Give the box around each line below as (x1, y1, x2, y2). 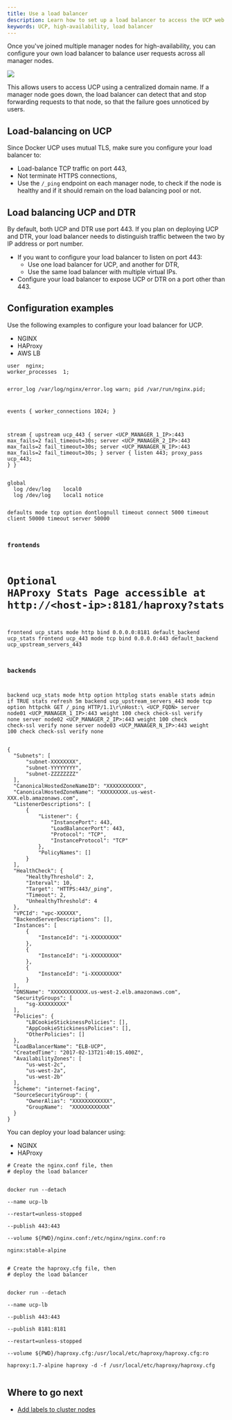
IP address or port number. (7, 240, 84, 248)
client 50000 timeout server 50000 (7, 515, 110, 523)
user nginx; (7, 362, 45, 369)
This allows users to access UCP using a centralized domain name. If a (7, 83, 209, 91)
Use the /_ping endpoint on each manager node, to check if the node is (17, 179, 222, 188)
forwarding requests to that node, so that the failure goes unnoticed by (7, 98, 209, 106)
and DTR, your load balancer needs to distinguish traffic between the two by (7, 233, 225, 240)
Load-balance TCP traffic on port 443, (17, 164, 127, 173)
